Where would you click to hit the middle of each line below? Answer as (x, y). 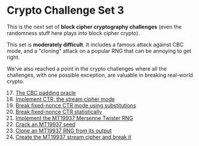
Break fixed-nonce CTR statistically (59, 112)
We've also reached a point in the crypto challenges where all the (87, 68)
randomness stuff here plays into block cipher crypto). (73, 33)
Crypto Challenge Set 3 (65, 10)
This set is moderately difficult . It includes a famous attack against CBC (95, 45)
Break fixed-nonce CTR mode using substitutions (75, 105)
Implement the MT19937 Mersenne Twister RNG (74, 118)
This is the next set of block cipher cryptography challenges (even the (94, 27)
